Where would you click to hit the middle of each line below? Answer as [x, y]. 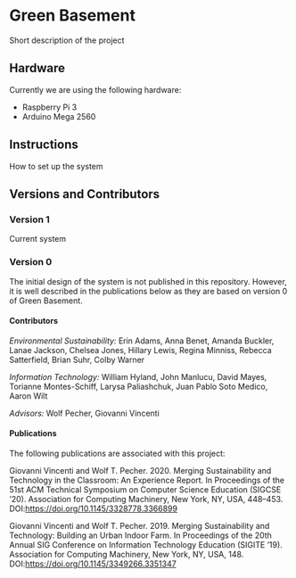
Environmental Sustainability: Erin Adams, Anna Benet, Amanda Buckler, [142, 341]
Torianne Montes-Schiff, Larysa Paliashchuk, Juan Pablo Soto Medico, [139, 386]
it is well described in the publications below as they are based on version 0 [148, 291]
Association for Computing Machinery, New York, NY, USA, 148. [127, 554]
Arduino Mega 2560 [59, 116]
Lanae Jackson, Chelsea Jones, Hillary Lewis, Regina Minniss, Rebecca [140, 350]
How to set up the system [57, 166]
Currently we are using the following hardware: [95, 89]
